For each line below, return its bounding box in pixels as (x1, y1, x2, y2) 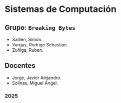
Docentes (4, 61, 35, 70)
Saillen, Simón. (11, 36, 43, 42)
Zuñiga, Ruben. (11, 47, 43, 53)
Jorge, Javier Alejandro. (11, 75, 61, 81)
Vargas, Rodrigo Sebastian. (11, 42, 68, 48)
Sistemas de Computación (4, 3, 117, 15)
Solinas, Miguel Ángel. (11, 80, 58, 86)
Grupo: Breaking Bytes (4, 23, 75, 32)
